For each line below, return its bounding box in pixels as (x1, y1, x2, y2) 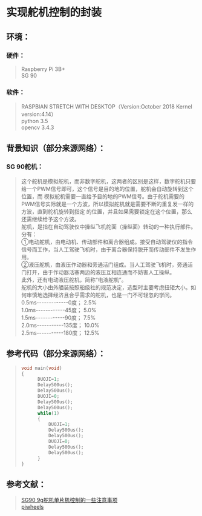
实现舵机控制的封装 (6, 5, 102, 19)
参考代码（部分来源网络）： (6, 349, 106, 359)
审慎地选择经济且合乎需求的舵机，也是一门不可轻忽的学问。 (26, 291, 175, 298)
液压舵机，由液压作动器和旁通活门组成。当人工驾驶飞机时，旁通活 (28, 261, 194, 268)
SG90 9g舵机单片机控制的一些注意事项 (21, 497, 118, 504)
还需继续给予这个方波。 (21, 215, 80, 223)
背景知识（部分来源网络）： (6, 143, 106, 153)
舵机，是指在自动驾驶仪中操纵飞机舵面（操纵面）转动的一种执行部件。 (21, 223, 197, 230)
